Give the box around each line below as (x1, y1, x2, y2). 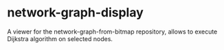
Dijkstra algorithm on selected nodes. (7, 34, 113, 42)
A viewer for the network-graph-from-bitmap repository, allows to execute (7, 27, 218, 36)
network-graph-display (7, 5, 144, 21)
